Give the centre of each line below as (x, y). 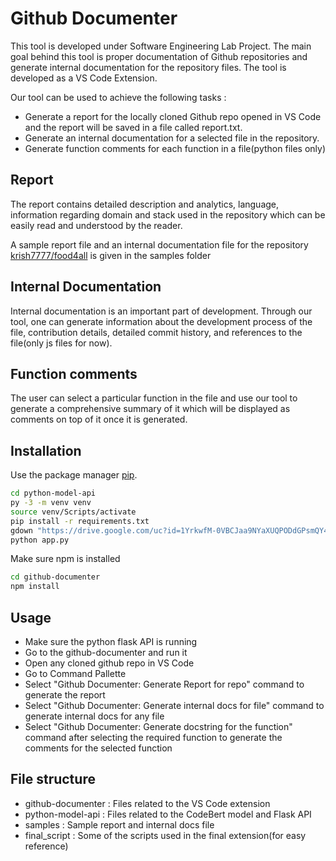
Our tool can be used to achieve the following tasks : (118, 97)
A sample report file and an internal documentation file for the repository (159, 244)
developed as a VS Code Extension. (84, 78)
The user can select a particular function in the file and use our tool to (154, 398)
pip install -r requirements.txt (80, 521)
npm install (35, 587)
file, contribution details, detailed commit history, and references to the (156, 332)
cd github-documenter (55, 577)
